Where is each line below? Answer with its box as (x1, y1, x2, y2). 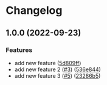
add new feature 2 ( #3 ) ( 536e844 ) (14, 66, 102, 73)
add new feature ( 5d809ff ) (14, 59, 81, 66)
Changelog (5, 4, 63, 17)
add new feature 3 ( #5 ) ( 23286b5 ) (14, 72, 101, 79)
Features (5, 46, 33, 54)
